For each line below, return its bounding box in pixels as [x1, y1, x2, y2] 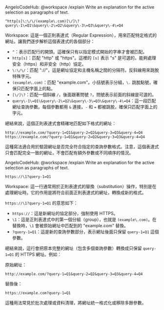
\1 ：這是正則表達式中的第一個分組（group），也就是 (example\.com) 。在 [12, 216, 157, 222]
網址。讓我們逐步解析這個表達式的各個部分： [5, 39, 95, 44]
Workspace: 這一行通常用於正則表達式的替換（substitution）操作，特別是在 [5, 184, 157, 189]
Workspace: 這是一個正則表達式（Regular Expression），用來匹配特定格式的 [5, 32, 157, 38]
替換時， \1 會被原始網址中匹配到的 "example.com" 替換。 [12, 223, 128, 228]
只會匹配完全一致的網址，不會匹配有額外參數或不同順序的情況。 [5, 150, 133, 156]
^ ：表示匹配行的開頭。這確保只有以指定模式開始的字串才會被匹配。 [12, 49, 147, 54]
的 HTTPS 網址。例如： [15, 252, 62, 257]
